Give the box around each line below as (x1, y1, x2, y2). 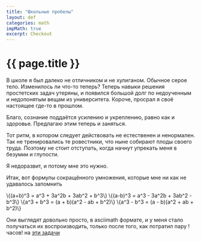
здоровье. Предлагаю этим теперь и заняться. (6, 120, 127, 128)
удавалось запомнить (6, 180, 62, 187)
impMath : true (6, 25, 42, 32)
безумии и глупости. (6, 151, 59, 158)
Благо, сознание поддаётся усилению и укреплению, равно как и (6, 114, 175, 121)
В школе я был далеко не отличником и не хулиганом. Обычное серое (6, 77, 187, 84)
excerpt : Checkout (6, 31, 52, 37)
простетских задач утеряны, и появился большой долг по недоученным (6, 89, 192, 96)
